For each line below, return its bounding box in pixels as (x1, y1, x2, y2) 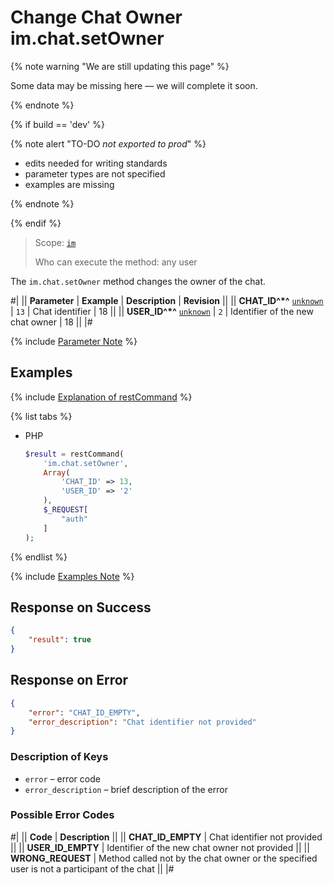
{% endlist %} (10, 551, 68, 563)
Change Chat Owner (10, 6, 183, 29)
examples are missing (24, 178, 115, 190)
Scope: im (34, 236, 77, 248)
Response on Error (10, 672, 129, 689)
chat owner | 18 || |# (10, 316, 93, 328)
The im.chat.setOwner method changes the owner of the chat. (10, 275, 266, 287)
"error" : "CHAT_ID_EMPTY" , (28, 707, 141, 718)
